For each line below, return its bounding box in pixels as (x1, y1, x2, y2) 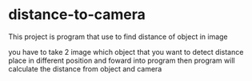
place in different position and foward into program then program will (8, 56, 235, 65)
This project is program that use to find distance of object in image (8, 32, 228, 41)
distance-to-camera (8, 6, 146, 24)
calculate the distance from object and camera (8, 64, 162, 73)
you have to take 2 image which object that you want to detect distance (8, 47, 244, 56)
